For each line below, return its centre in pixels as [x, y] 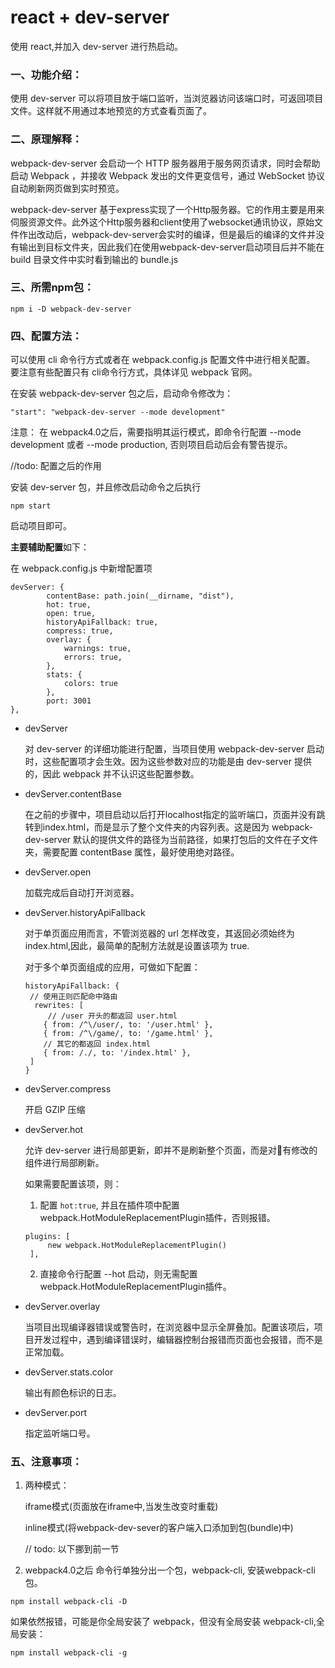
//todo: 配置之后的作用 [56, 466]
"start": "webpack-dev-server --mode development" [118, 412]
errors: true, [93, 657]
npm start [31, 506]
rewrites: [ [59, 1006]
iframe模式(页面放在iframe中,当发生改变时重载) [121, 1507]
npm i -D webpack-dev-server [71, 309]
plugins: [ [47, 1237]
